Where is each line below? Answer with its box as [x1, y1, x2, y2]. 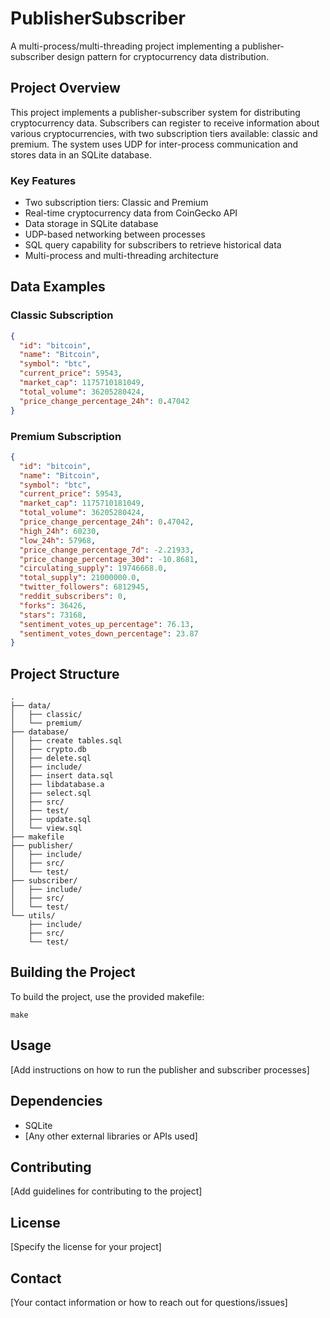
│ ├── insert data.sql [10, 771, 114, 781]
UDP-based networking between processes [24, 228, 206, 241]
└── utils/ [10, 911, 56, 921]
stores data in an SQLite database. [10, 148, 152, 161]
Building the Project [10, 964, 136, 981]
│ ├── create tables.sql [10, 736, 123, 746]
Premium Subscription [10, 429, 122, 443]
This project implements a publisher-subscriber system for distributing [10, 106, 301, 118]
